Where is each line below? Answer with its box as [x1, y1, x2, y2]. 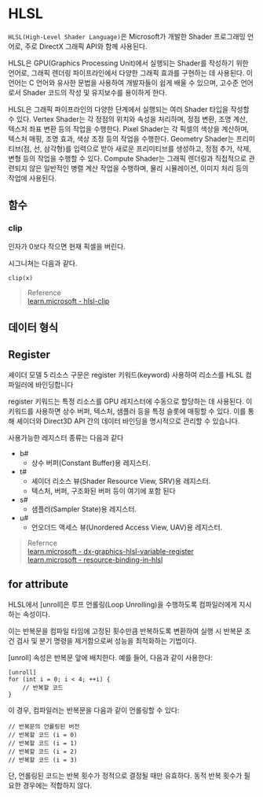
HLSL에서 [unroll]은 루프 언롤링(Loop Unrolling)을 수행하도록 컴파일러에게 [8, 600, 238, 609]
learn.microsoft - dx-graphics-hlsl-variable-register [27, 546, 194, 555]
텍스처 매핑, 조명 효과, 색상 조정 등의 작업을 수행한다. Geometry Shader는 [8, 134, 235, 143]
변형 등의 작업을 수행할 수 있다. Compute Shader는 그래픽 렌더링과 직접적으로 [8, 153, 247, 163]
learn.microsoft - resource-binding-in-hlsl [27, 555, 163, 564]
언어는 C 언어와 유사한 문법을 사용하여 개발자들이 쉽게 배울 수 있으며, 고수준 [8, 78, 239, 87]
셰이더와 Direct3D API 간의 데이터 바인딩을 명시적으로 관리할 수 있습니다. [16, 416, 240, 426]
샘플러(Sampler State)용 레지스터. [31, 504, 137, 514]
